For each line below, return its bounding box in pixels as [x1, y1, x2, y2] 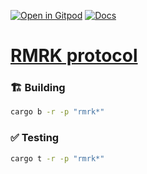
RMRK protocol [10, 45, 138, 67]
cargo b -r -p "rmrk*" [10, 107, 105, 117]
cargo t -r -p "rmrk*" [10, 153, 105, 164]
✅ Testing [10, 131, 60, 145]
